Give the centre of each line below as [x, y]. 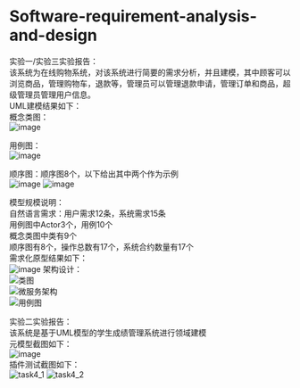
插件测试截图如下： [45, 364]
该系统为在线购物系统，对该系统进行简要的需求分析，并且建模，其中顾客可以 [150, 72]
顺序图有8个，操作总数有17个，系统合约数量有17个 [101, 246]
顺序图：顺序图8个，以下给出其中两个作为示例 [94, 173]
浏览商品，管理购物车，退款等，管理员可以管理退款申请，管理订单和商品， [146, 83]
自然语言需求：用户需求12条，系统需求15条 [88, 213]
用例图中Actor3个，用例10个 [61, 224]
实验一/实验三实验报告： [54, 61]
